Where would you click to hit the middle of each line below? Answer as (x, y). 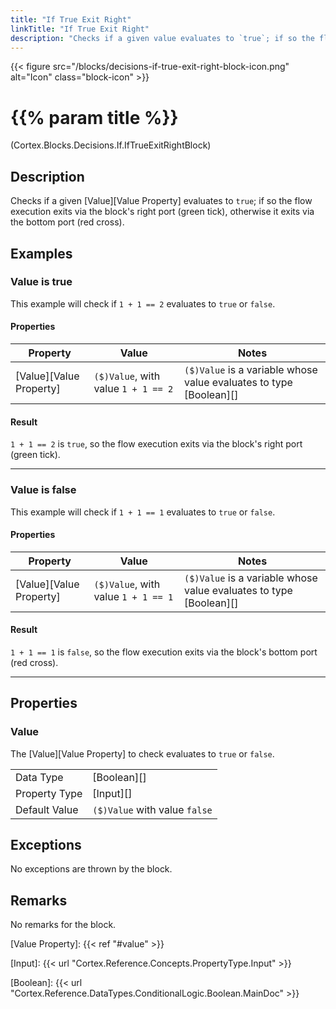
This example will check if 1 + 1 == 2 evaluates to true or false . (143, 303)
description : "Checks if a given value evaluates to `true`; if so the (162, 38)
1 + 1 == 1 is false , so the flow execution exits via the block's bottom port (164, 652)
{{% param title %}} (94, 117)
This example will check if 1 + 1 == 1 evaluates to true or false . (143, 512)
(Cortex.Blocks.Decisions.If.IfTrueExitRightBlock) (111, 145)
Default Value (47, 809)
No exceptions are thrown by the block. (91, 869)
